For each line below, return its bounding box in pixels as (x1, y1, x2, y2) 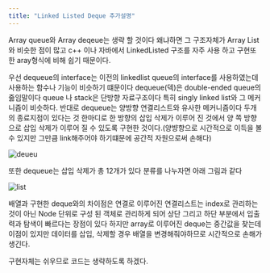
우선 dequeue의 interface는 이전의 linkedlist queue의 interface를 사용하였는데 (8, 72, 259, 82)
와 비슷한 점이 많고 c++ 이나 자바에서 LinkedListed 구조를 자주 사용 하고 (8, 45, 235, 55)
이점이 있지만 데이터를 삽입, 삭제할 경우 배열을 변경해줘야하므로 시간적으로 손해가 (8, 229, 263, 238)
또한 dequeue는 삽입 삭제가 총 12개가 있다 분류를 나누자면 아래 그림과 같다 (8, 166, 243, 175)
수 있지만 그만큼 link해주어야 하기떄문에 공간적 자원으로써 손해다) (8, 132, 212, 142)
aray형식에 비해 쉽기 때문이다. (16, 55, 111, 65)
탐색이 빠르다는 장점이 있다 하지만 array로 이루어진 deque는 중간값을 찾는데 (23, 219, 262, 229)
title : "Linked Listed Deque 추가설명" (8, 11, 135, 20)
